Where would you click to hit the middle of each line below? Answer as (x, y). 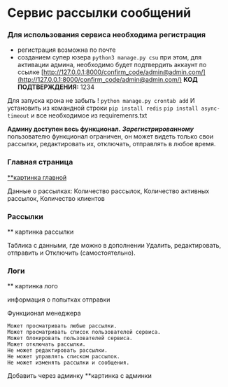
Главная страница (40, 162)
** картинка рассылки (41, 232)
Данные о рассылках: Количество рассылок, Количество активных (108, 191)
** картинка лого (33, 286)
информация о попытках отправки (59, 300)
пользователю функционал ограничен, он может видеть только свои (111, 136)
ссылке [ (30, 72)
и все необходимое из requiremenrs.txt (89, 115)
